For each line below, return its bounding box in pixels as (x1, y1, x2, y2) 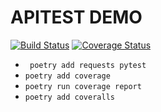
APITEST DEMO (10, 6, 143, 29)
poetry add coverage (24, 71, 111, 81)
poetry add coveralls (24, 92, 115, 102)
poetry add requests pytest (29, 60, 147, 70)
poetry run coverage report (24, 81, 142, 91)
